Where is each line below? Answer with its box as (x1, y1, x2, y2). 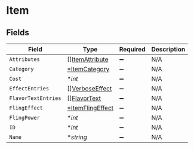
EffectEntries (9, 85, 50, 92)
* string (67, 133, 88, 141)
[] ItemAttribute (67, 55, 109, 63)
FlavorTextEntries (9, 95, 61, 102)
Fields (6, 28, 30, 38)
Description (151, 45, 186, 53)
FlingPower (9, 114, 40, 121)
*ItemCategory (67, 65, 110, 73)
